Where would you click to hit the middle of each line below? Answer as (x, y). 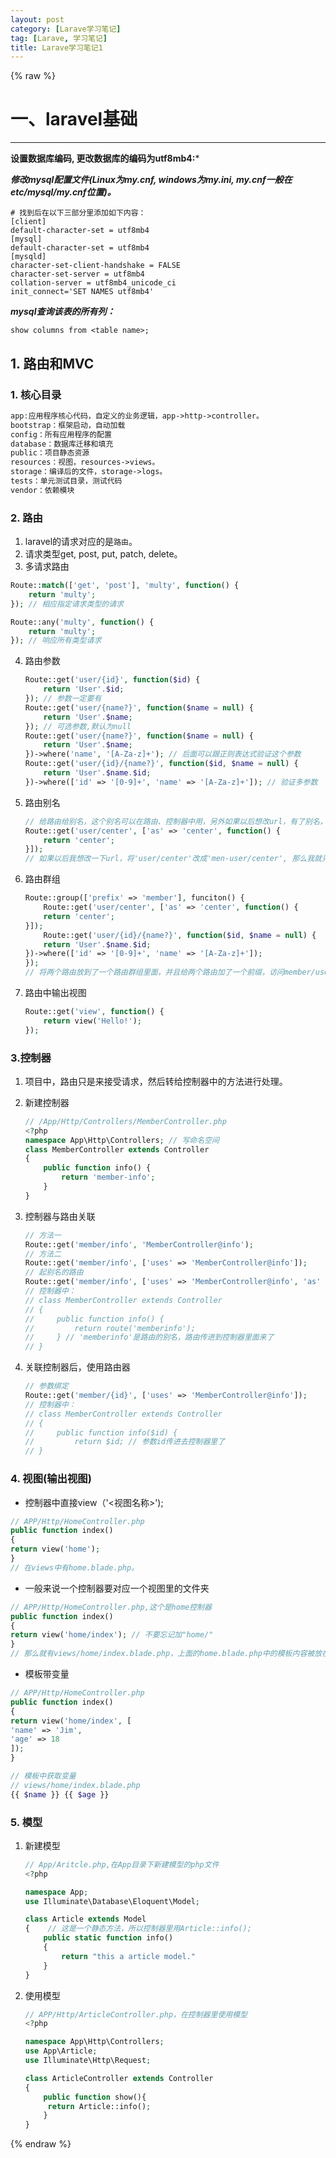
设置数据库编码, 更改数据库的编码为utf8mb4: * (105, 158)
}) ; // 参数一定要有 (63, 699)
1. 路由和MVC (52, 363)
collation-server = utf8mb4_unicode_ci (93, 283)
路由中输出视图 (55, 993)
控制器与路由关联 (60, 1216)
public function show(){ (95, 2097)
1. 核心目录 (36, 394)
